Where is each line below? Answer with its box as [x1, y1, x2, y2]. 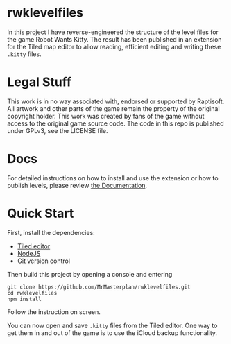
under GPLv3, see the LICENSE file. [7, 126, 108, 135]
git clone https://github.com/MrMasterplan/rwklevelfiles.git [7, 283, 191, 291]
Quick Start [7, 206, 74, 221]
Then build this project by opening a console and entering [7, 270, 173, 278]
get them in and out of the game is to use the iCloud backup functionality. [7, 328, 217, 337]
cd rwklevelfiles [7, 289, 58, 296]
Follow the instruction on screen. [7, 307, 101, 316]
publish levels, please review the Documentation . [7, 181, 148, 189]
